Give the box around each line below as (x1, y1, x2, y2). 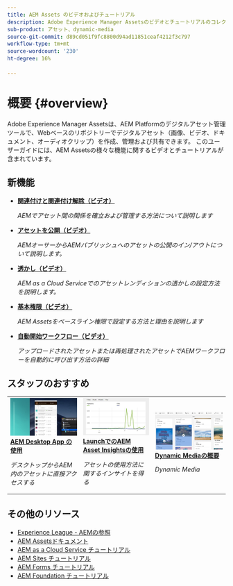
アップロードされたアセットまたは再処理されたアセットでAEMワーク (17, 346, 213, 355)
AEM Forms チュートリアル (17, 562, 95, 571)
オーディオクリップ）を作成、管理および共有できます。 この (37, 137, 208, 145)
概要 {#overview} (7, 95, 109, 111)
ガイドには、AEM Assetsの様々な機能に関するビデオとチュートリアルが (19, 146, 224, 154)
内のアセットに (10, 469, 53, 478)
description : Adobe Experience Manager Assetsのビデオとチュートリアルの (7, 18, 212, 26)
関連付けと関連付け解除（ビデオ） (17, 196, 115, 205)
